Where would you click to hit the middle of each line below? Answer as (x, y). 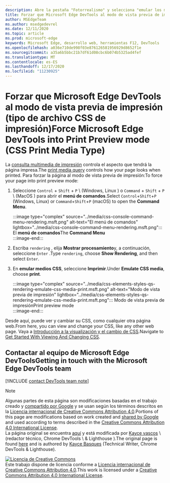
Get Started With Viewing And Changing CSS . (53, 337)
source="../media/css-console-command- (110, 216)
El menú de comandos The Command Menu (59, 233)
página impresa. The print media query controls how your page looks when (83, 170)
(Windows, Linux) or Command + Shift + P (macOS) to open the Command (86, 201)
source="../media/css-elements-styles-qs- (110, 284)
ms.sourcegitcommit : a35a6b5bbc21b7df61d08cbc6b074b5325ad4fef (73, 52)
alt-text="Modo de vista (135, 289)
